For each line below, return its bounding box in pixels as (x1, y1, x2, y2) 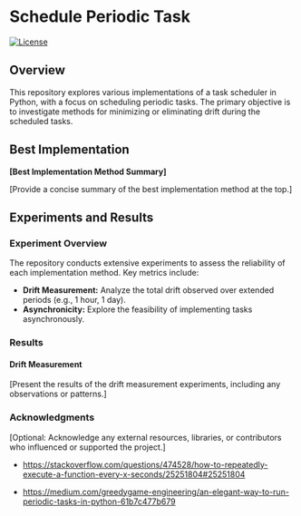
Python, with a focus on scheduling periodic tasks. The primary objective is (9, 96, 291, 107)
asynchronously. (22, 314, 84, 325)
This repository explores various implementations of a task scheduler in (9, 86, 277, 97)
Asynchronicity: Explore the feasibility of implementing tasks (22, 304, 253, 315)
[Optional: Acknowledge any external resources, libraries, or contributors (9, 432, 282, 443)
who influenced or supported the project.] (9, 442, 166, 453)
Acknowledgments (9, 411, 95, 424)
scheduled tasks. (9, 115, 73, 126)
